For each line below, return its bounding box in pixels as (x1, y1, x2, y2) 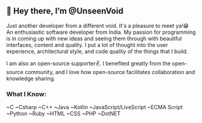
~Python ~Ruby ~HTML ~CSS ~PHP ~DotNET (6, 110, 121, 118)
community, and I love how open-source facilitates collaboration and (25, 68, 195, 75)
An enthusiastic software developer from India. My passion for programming (6, 28, 196, 36)
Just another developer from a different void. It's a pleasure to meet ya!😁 (6, 22, 189, 29)
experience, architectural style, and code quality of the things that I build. (6, 48, 188, 55)
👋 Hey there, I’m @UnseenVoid (6, 6, 124, 16)
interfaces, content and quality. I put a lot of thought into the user (6, 41, 168, 48)
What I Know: (6, 90, 47, 98)
